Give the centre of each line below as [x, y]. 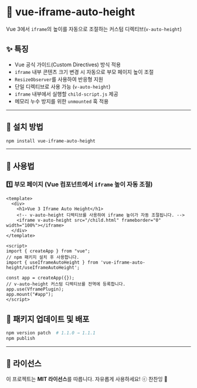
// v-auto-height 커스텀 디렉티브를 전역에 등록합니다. [66, 284]
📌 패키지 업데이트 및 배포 [48, 319]
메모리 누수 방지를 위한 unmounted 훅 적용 [62, 101]
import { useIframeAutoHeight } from [52, 263]
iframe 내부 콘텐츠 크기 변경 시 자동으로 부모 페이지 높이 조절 [84, 72]
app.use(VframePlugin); [35, 289]
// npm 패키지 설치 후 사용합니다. [43, 258]
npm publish [21, 338]
